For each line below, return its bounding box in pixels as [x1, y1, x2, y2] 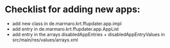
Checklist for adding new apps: [5, 4, 140, 15]
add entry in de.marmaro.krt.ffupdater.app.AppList [12, 26, 119, 32]
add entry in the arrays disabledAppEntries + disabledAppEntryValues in [12, 31, 165, 37]
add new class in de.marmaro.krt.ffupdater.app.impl [12, 20, 122, 27]
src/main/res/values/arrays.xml [12, 37, 78, 43]
